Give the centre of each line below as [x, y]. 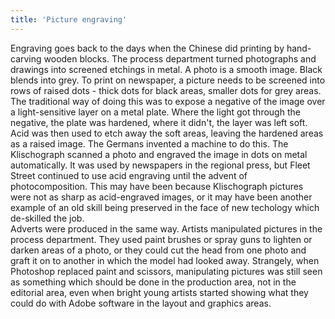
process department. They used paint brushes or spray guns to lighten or [161, 239]
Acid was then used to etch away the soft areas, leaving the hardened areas [167, 133]
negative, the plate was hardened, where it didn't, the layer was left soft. [159, 122]
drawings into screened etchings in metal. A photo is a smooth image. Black [166, 69]
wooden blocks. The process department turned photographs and [180, 58]
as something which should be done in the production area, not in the [153, 282]
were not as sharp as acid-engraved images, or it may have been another [161, 197]
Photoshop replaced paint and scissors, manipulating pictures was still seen [166, 271]
